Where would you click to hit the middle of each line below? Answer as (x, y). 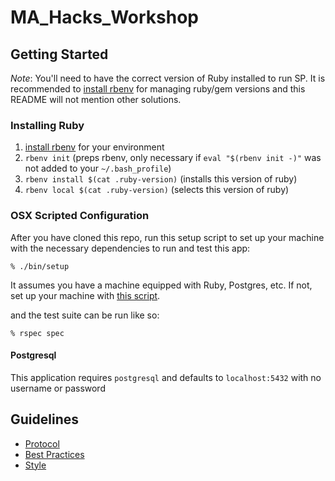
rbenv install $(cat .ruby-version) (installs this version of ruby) (161, 179)
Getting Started (59, 54)
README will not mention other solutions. (96, 99)
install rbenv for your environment (94, 147)
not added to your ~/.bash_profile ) (98, 168)
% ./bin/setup (40, 266)
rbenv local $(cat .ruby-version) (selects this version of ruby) (157, 190)
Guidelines (44, 419)
